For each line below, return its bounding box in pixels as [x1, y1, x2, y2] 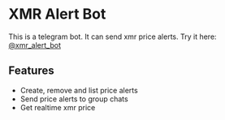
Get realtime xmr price [19, 102, 96, 112]
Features [8, 64, 54, 78]
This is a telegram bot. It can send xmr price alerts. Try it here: [8, 32, 217, 41]
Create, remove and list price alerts [19, 85, 138, 95]
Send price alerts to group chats [19, 94, 128, 104]
